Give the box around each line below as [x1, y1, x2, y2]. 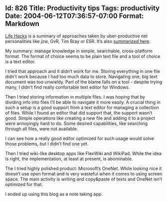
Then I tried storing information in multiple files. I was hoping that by [5, 93, 146, 99]
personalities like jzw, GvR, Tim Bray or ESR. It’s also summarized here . [5, 38, 151, 44]
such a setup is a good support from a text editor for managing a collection [5, 104, 159, 110]
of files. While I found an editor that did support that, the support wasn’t [5, 109, 153, 115]
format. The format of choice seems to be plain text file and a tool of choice [5, 53, 161, 59]
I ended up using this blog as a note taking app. [5, 191, 103, 197]
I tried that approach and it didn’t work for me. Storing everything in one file [5, 68, 161, 74]
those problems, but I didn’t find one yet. [5, 140, 89, 146]
